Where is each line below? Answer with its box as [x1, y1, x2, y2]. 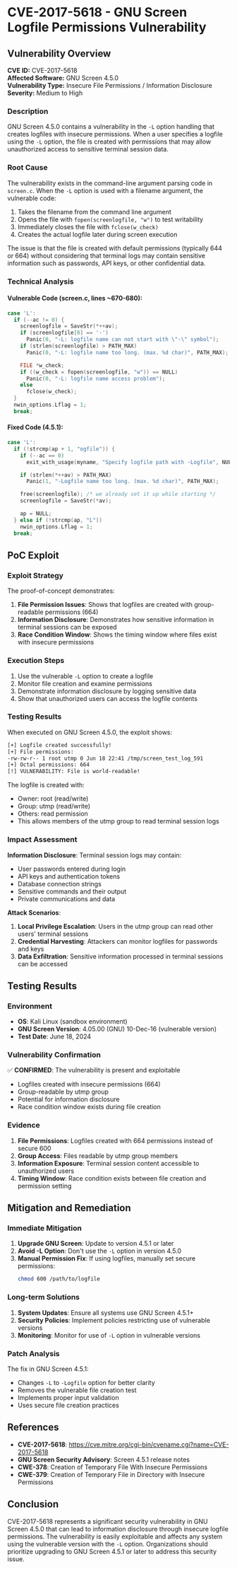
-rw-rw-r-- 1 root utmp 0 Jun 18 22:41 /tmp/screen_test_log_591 [7, 755, 203, 762]
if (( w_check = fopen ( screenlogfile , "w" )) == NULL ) [20, 369, 178, 376]
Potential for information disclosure [17, 1095, 120, 1104]
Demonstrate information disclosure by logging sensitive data [17, 687, 197, 695]
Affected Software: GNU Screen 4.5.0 [7, 74, 119, 82]
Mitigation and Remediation [7, 1202, 132, 1214]
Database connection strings [17, 879, 102, 888]
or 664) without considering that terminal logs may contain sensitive [7, 251, 206, 260]
